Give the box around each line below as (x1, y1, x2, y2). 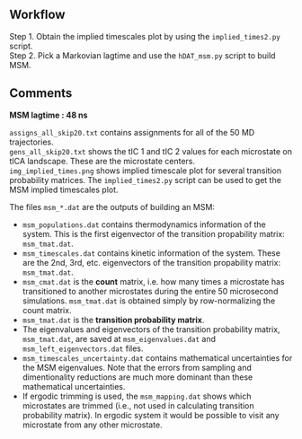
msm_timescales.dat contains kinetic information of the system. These (22, 247, 281, 259)
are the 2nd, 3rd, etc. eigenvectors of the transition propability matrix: (22, 257, 281, 268)
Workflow (9, 7, 66, 22)
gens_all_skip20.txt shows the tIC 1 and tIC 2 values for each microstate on (9, 145, 293, 156)
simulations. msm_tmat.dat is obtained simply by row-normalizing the (22, 295, 276, 306)
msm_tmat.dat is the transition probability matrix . (22, 314, 205, 325)
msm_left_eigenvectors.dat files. (22, 343, 144, 354)
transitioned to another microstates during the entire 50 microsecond (22, 285, 279, 296)
